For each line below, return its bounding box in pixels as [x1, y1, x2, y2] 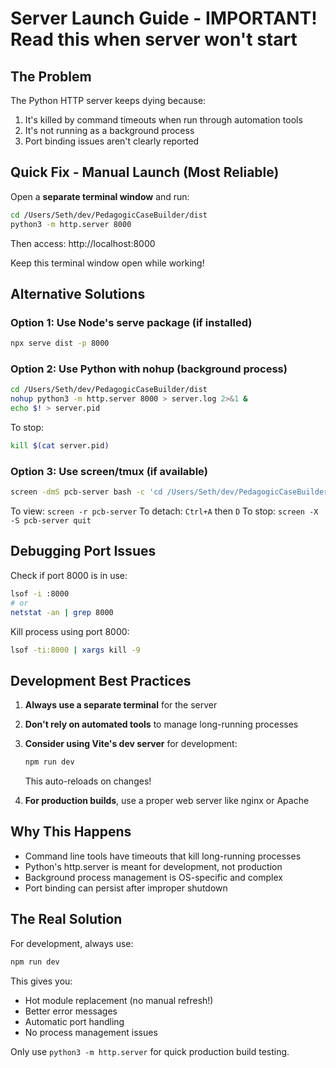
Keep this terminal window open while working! [10, 257, 205, 269]
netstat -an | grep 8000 [10, 607, 114, 617]
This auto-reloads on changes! [24, 775, 152, 787]
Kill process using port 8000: [10, 625, 130, 637]
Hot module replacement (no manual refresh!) [24, 994, 214, 1006]
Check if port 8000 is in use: [10, 569, 128, 581]
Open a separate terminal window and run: [10, 190, 190, 202]
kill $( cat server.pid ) [10, 441, 110, 451]
